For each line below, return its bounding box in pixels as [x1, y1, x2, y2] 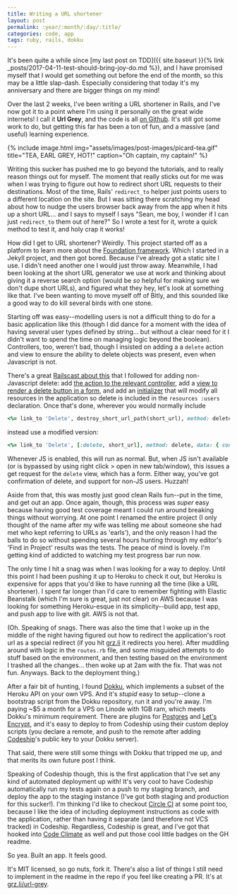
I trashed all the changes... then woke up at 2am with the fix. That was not [7, 661, 222, 669]
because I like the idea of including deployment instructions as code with [7, 807, 220, 816]
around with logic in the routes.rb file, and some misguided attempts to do [7, 645, 224, 654]
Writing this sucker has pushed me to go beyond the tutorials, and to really [7, 165, 224, 173]
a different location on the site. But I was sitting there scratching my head [7, 195, 220, 204]
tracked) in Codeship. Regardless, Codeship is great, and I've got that [7, 822, 209, 831]
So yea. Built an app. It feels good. [7, 850, 107, 860]
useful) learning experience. [7, 130, 90, 139]
